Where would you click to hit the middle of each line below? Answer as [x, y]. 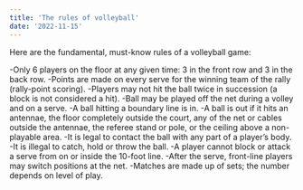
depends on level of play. [57, 175]
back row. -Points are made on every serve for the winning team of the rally [150, 79]
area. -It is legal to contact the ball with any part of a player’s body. [167, 137]
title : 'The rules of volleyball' [75, 18]
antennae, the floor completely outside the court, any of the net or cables [146, 118]
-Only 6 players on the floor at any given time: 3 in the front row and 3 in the [151, 70]
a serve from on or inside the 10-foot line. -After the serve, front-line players [151, 156]
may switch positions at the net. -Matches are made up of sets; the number [150, 166]
